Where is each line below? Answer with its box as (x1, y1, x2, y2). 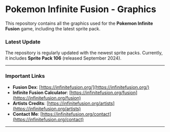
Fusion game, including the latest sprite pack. (5, 25, 101, 31)
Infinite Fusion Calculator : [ (12, 90, 71, 96)
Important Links (5, 72, 45, 79)
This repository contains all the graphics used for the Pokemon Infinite (5, 20, 153, 26)
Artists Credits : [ (12, 100, 49, 106)
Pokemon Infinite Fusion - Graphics (5, 4, 156, 15)
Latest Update (5, 38, 41, 45)
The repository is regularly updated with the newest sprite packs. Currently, (5, 50, 163, 56)
